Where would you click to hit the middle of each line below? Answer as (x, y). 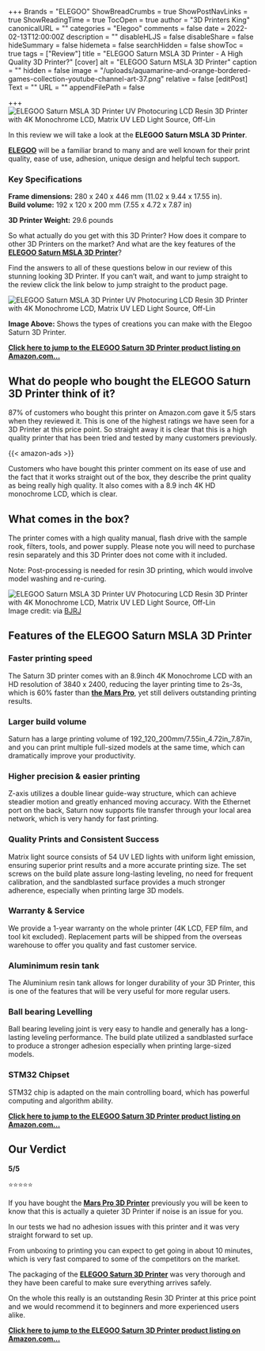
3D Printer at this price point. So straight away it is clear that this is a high (128, 430)
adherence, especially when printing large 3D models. (96, 890)
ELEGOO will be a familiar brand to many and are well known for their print (129, 150)
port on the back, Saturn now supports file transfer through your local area (130, 810)
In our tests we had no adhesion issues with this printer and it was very (124, 1226)
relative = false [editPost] (206, 79)
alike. (17, 1315)
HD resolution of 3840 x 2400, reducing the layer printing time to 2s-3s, (125, 684)
